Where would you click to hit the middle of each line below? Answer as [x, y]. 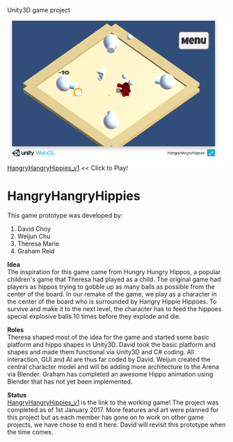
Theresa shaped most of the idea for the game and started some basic [109, 337]
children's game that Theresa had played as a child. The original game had [114, 279]
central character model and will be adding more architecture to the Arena [113, 366]
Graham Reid [36, 251]
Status [17, 395]
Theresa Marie [38, 244]
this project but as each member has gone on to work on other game [106, 417]
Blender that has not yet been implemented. [70, 381]
